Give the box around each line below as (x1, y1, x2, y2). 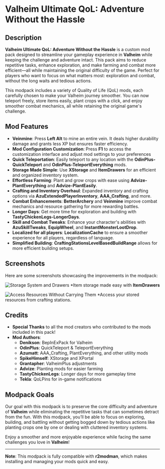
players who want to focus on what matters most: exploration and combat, (5, 73, 156, 78)
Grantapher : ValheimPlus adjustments (19, 360, 97, 367)
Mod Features (5, 122, 49, 131)
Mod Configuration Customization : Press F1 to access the (12, 146, 132, 152)
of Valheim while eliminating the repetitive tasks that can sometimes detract (5, 409, 159, 415)
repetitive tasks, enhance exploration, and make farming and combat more (5, 62, 156, 68)
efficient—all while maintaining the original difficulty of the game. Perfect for (5, 67, 160, 73)
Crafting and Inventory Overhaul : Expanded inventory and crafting (12, 188, 149, 194)
